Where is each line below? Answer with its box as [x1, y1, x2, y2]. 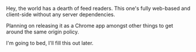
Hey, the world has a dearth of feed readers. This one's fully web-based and [6, 5, 191, 12]
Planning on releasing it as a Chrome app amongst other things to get [6, 23, 174, 29]
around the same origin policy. [6, 28, 80, 35]
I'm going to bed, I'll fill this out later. [6, 40, 94, 46]
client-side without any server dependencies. [6, 11, 115, 18]
